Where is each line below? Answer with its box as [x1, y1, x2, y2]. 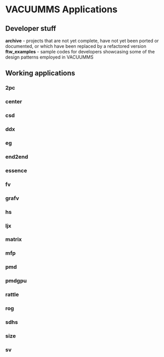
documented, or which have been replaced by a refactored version [5, 43, 147, 49]
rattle [5, 291, 19, 298]
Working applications [5, 69, 75, 78]
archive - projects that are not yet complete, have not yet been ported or [5, 37, 159, 44]
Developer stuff [5, 24, 56, 33]
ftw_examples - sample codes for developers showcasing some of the [5, 49, 155, 54]
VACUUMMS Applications [5, 4, 118, 15]
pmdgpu [5, 277, 27, 285]
